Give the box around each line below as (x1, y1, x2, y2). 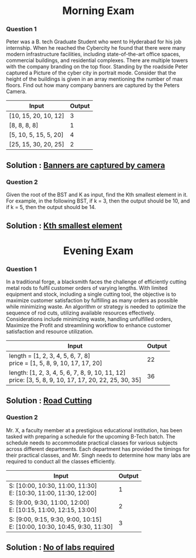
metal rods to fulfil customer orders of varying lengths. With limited (6, 285, 168, 292)
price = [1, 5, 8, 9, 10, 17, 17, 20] (9, 359, 102, 367)
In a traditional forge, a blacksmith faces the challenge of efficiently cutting (6, 278, 187, 285)
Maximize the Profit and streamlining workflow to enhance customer (6, 322, 171, 329)
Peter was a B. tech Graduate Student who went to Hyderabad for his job (6, 38, 182, 45)
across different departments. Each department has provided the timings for (6, 445, 190, 452)
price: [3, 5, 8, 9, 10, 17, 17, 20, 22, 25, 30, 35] (9, 376, 142, 384)
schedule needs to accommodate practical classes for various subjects (6, 439, 178, 446)
